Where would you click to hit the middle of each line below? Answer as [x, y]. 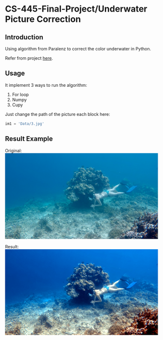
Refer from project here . [29, 58]
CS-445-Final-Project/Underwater [76, 9]
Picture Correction [43, 19]
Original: [14, 150]
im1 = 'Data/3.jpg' [25, 124]
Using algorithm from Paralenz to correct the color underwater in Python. [78, 49]
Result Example [29, 139]
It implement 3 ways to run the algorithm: [46, 85]
